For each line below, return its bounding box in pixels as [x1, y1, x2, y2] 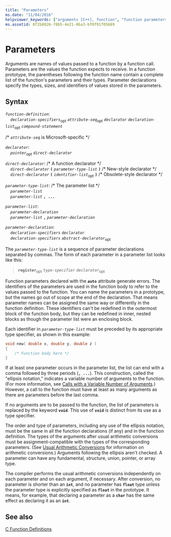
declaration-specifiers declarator [10, 231, 85, 236]
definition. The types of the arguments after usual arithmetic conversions [5, 433, 159, 440]
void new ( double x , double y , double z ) [5, 341, 97, 346]
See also [5, 512, 33, 521]
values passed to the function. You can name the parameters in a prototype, [5, 288, 165, 295]
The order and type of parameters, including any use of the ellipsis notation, [5, 422, 165, 429]
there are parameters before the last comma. [5, 392, 99, 398]
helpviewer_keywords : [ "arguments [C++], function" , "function [5, 17, 142, 22]
